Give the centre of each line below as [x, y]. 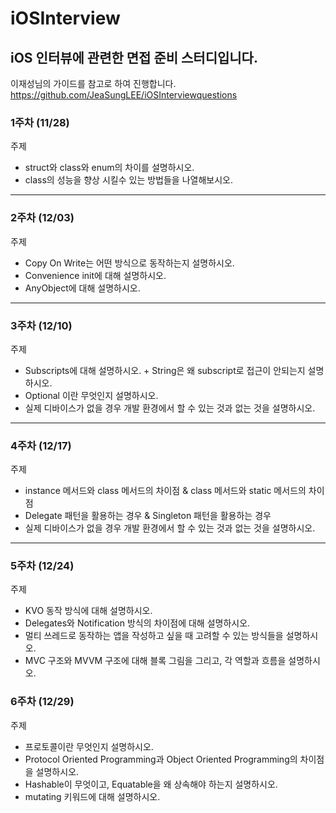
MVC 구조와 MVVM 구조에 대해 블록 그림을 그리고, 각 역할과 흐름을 [155, 661]
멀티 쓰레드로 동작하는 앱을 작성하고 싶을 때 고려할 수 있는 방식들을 [154, 636]
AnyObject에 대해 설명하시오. [82, 288]
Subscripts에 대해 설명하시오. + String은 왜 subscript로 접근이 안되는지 [165, 370]
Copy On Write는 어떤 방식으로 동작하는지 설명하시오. [129, 263]
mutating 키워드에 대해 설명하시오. [92, 796]
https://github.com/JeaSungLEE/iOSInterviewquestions [124, 95]
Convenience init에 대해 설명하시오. [95, 275]
